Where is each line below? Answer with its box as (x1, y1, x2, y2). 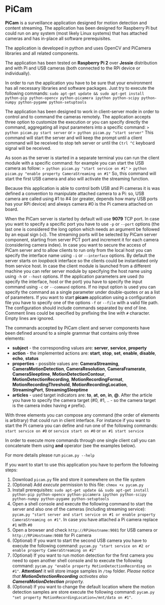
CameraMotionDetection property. (12, 578, 84, 584)
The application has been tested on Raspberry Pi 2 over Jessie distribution (5, 60, 158, 66)
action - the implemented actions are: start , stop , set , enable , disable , (12, 350, 156, 356)
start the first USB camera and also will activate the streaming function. (5, 176, 149, 181)
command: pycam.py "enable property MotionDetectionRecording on (12, 563, 152, 569)
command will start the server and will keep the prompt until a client (5, 135, 142, 141)
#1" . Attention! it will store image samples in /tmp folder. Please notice (12, 568, 155, 574)
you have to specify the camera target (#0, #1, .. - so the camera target (12, 397, 156, 403)
